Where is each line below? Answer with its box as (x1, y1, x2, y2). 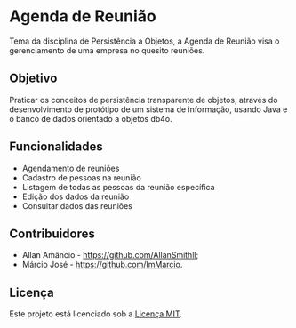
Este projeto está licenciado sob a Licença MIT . (9, 308, 182, 319)
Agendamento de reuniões (21, 163, 120, 173)
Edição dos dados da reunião (21, 191, 130, 202)
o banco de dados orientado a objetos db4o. (9, 113, 173, 124)
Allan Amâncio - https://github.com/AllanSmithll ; (21, 250, 199, 260)
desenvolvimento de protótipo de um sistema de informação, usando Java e (9, 104, 288, 115)
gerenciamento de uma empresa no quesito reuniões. (9, 44, 205, 55)
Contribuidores (9, 226, 95, 241)
